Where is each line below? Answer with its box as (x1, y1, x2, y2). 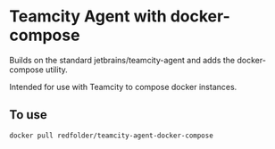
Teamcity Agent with (9, 6, 167, 27)
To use (9, 107, 47, 122)
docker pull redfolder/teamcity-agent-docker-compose (9, 131, 214, 140)
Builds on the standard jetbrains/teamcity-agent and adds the (9, 54, 236, 65)
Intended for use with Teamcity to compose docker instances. (9, 81, 237, 92)
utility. (46, 64, 69, 75)
